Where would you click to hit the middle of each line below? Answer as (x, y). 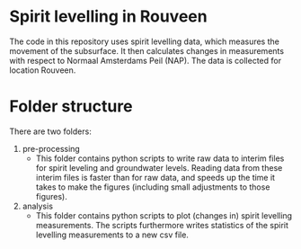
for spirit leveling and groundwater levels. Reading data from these (159, 167)
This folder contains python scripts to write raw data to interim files (160, 158)
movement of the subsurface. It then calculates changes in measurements (147, 50)
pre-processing (51, 148)
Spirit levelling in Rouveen (109, 17)
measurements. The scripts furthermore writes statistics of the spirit (162, 225)
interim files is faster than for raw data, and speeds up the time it (155, 177)
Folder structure (71, 107)
